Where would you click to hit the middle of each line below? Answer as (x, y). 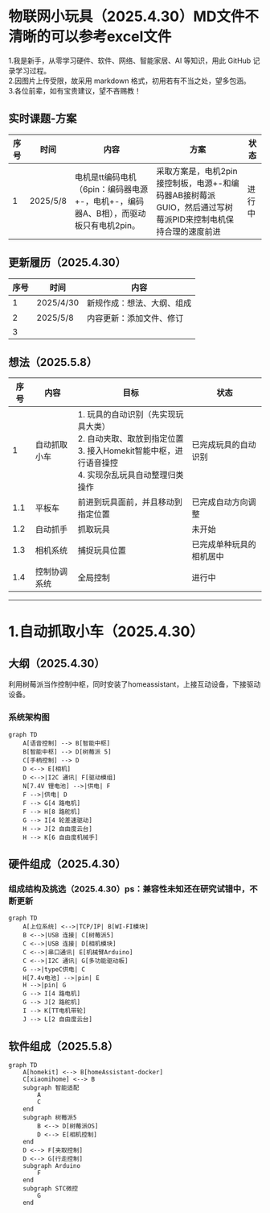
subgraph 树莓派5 (50, 1118)
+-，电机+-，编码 (109, 201)
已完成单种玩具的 (224, 545)
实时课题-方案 (43, 119)
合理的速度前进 (192, 231)
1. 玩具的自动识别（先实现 (127, 414)
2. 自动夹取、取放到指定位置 (131, 438)
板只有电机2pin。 (107, 225)
